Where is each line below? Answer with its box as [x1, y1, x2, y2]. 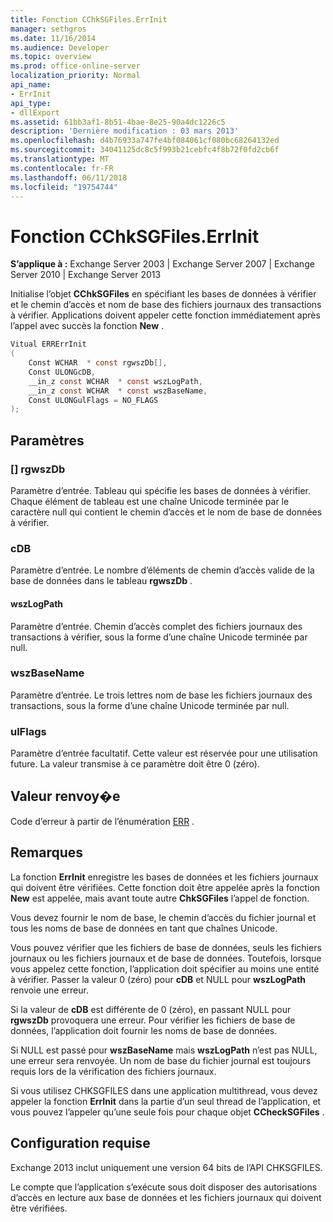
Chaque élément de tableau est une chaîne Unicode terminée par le [10, 496, 290, 507]
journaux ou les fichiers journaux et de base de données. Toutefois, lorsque [10, 952, 322, 964]
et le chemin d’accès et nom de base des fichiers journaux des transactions [10, 299, 322, 311]
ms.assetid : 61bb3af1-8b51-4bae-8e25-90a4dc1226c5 [10, 117, 226, 127]
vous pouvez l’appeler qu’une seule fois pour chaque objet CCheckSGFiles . [10, 1106, 325, 1118]
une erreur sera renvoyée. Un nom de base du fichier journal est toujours [10, 1054, 312, 1066]
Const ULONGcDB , [28, 367, 97, 377]
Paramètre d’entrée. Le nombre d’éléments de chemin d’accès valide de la [10, 564, 315, 576]
